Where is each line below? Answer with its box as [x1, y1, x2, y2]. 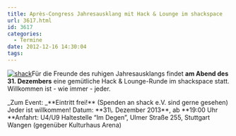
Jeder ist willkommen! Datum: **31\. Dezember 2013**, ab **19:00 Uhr [7, 106, 218, 114]
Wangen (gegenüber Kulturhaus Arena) [7, 120, 122, 129]
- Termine [13, 37, 42, 44]
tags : [7, 50, 23, 57]
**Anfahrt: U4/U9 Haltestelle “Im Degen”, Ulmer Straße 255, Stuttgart [7, 113, 211, 121]
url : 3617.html [7, 17, 52, 24]
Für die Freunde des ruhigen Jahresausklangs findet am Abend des [31, 69, 229, 78]
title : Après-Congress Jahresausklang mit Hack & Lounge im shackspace [7, 10, 223, 18]
